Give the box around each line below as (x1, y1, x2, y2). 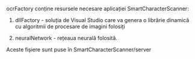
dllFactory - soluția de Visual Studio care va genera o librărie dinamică (14, 17, 190, 23)
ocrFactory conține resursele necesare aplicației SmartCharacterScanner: (6, 5, 190, 12)
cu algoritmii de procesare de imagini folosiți (14, 23, 125, 30)
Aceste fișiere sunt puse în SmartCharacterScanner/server (6, 46, 152, 53)
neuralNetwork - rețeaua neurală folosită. (14, 35, 117, 41)
